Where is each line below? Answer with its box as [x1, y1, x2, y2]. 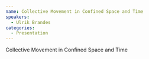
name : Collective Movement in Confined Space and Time [5, 8, 144, 15]
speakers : [5, 14, 30, 20]
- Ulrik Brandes [11, 19, 51, 25]
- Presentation [11, 30, 48, 36]
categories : [5, 25, 35, 31]
